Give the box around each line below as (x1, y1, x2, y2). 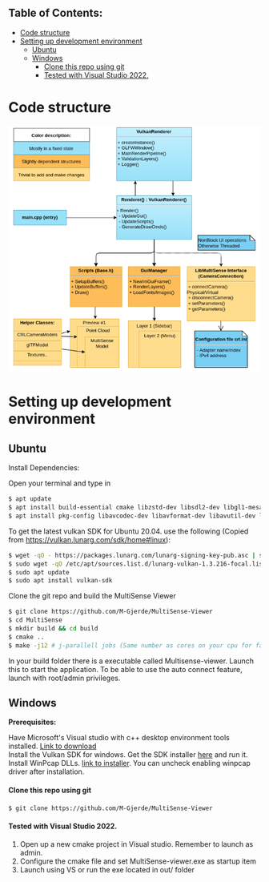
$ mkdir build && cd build (8, 625, 98, 633)
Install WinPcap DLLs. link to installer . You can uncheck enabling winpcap (8, 759, 251, 768)
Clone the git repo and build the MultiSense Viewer (8, 591, 176, 601)
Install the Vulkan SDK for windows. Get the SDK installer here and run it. (8, 750, 248, 759)
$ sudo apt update (8, 568, 70, 576)
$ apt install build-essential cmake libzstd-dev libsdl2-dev (8, 504, 220, 512)
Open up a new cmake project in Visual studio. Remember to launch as (19, 839, 254, 848)
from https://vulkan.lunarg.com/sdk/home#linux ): (8, 534, 171, 544)
